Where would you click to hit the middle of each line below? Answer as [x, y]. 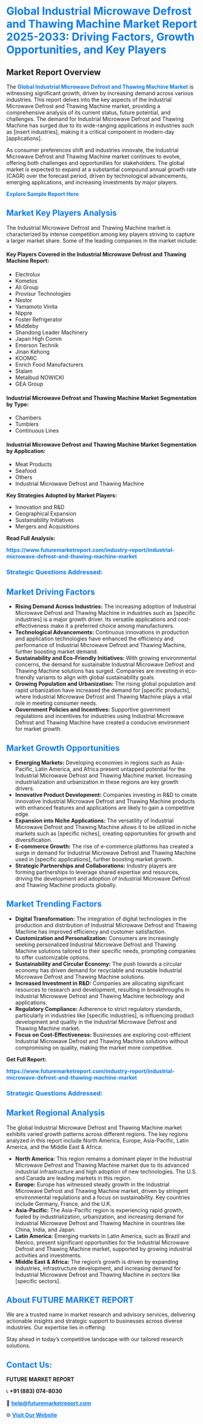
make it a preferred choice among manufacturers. [112, 626]
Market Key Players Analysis [62, 213]
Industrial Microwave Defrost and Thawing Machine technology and [100, 996]
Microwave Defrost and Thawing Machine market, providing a [83, 106]
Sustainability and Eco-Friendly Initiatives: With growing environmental [106, 658]
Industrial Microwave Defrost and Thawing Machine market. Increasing [104, 775]
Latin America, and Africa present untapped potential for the [111, 769]
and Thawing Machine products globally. [66, 885]
